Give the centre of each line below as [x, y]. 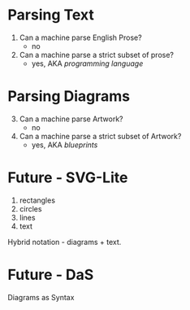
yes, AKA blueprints [65, 145]
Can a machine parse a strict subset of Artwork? [100, 136]
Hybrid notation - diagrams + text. [65, 242]
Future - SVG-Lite [68, 178]
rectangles [37, 200]
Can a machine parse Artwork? [71, 119]
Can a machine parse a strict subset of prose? [97, 55]
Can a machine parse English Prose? [81, 37]
